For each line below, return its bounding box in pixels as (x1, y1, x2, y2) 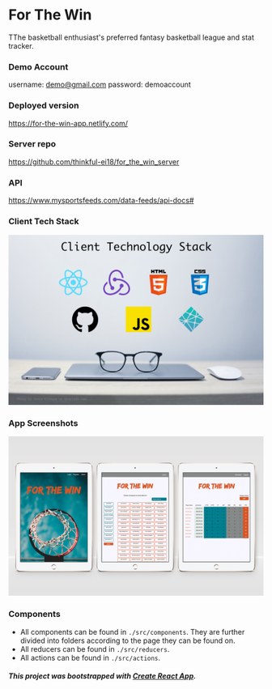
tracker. (8, 40, 34, 50)
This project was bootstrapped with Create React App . (8, 671, 197, 681)
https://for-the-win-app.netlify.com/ (8, 118, 128, 128)
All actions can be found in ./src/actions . (19, 653, 160, 662)
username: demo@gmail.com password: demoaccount (8, 79, 192, 90)
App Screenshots (8, 418, 79, 428)
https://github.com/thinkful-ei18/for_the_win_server (8, 156, 180, 167)
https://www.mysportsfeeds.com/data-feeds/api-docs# (8, 196, 194, 206)
